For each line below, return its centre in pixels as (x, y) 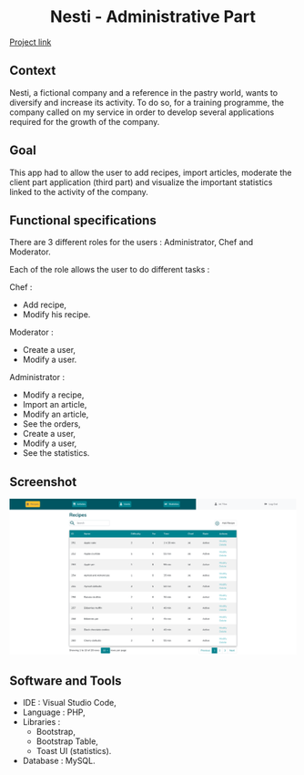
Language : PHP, (54, 712)
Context (33, 71)
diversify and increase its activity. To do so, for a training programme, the (147, 102)
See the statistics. (56, 453)
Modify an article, (56, 414)
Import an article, (55, 405)
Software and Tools (66, 681)
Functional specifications (83, 220)
